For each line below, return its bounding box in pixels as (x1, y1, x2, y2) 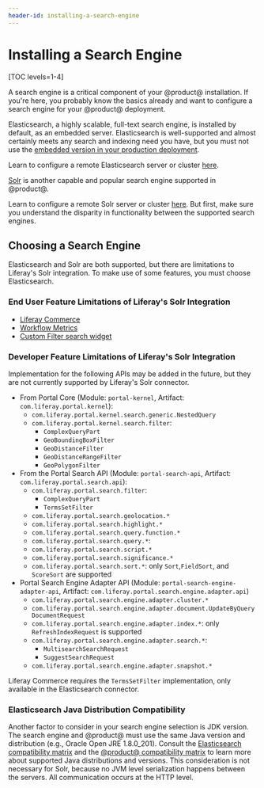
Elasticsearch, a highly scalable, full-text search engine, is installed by (8, 120, 237, 129)
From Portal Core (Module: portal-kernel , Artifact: (19, 393, 184, 402)
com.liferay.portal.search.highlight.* (31, 520, 164, 528)
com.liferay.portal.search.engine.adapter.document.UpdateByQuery (31, 604, 255, 612)
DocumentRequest (31, 611, 85, 619)
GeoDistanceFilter (43, 444, 104, 452)
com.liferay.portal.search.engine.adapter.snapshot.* (31, 662, 213, 670)
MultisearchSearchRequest (43, 645, 129, 653)
